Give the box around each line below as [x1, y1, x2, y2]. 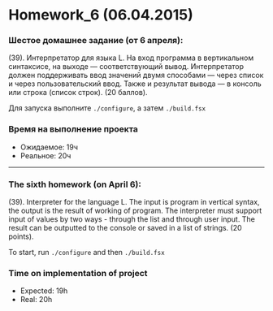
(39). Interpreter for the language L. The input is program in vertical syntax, [8, 197, 260, 207]
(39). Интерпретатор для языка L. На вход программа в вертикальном [8, 53, 254, 63]
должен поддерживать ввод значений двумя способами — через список [8, 71, 264, 80]
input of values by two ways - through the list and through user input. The [8, 214, 256, 224]
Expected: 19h [19, 286, 68, 296]
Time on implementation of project [8, 268, 148, 279]
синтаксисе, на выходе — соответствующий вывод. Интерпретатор [8, 62, 245, 71]
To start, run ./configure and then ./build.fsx [8, 248, 165, 257]
